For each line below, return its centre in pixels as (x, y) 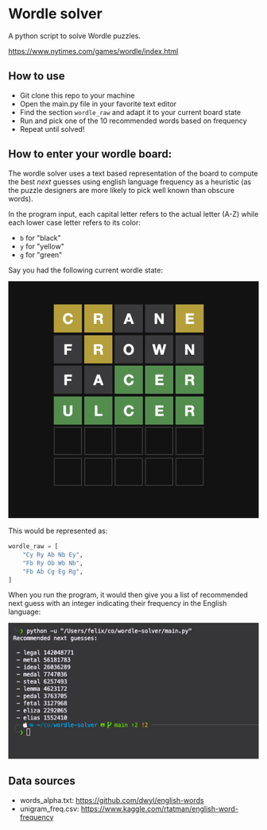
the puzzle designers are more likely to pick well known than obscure (122, 190)
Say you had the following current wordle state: (85, 270)
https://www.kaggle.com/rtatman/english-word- (159, 809)
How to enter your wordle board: (90, 154)
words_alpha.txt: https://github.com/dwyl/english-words (112, 800)
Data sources (42, 781)
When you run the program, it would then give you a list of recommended (128, 595)
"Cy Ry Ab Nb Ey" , (53, 554)
